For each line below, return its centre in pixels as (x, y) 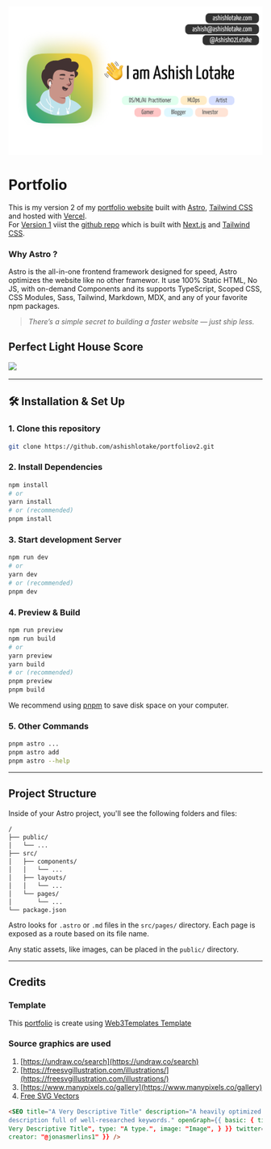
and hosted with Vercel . (48, 216)
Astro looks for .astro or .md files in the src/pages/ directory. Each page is (132, 925)
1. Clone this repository (54, 429)
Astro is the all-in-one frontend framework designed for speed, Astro (123, 272)
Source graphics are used (60, 1044)
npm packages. (34, 306)
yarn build (27, 664)
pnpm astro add (34, 753)
